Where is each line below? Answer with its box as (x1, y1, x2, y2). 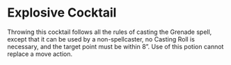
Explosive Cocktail (7, 5, 117, 21)
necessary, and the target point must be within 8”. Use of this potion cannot (7, 42, 224, 50)
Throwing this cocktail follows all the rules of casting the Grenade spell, (7, 28, 212, 36)
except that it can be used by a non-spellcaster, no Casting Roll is (7, 35, 195, 43)
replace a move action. (7, 50, 73, 58)
